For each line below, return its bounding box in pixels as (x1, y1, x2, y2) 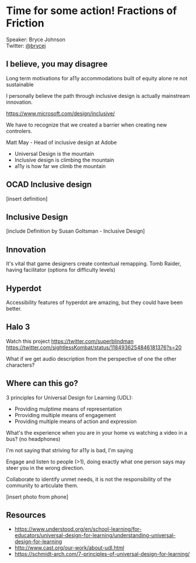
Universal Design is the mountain (14, 150, 95, 157)
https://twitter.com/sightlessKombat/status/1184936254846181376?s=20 (6, 344, 182, 351)
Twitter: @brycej (6, 42, 46, 49)
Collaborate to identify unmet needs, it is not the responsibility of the (6, 476, 171, 483)
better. (6, 305, 22, 312)
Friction (6, 16, 44, 30)
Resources (6, 510, 46, 520)
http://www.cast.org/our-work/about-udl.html (14, 544, 125, 551)
